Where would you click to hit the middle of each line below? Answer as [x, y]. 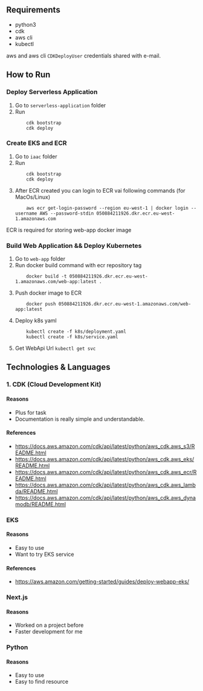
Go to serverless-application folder [60, 105]
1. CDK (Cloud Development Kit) [54, 384]
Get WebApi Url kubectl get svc [55, 349]
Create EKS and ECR [37, 143]
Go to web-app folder [40, 259]
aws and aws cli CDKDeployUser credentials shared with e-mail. [84, 55]
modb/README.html [40, 504]
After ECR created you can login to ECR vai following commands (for [100, 190]
